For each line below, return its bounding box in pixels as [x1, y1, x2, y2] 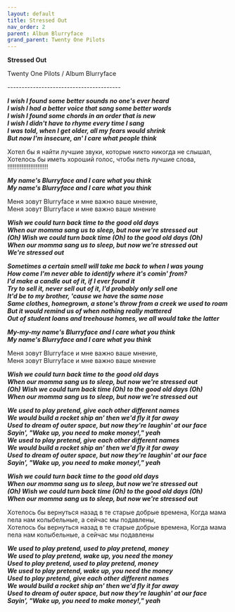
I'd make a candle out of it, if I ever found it [7, 277, 135, 286]
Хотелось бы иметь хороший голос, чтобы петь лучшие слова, [7, 155, 196, 164]
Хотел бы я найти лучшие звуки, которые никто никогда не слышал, [7, 148, 212, 156]
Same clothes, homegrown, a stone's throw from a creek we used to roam [7, 300, 228, 308]
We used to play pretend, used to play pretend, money [7, 544, 170, 553]
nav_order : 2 [7, 23, 46, 30]
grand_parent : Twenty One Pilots [7, 37, 106, 44]
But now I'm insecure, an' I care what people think [7, 134, 157, 143]
